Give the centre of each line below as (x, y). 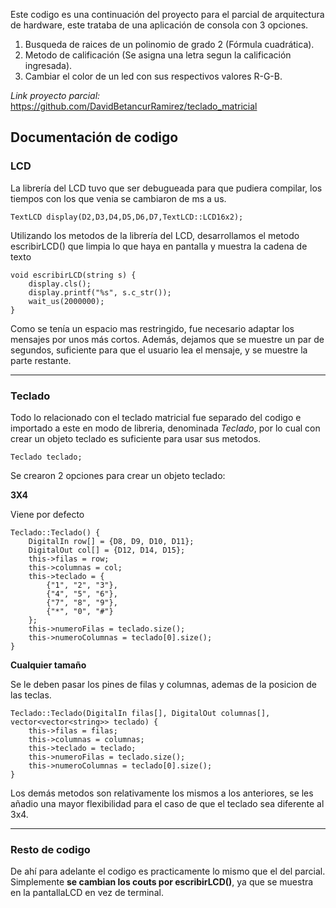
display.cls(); (60, 284)
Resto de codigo (50, 849)
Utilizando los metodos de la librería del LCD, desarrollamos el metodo (155, 235)
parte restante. (41, 360)
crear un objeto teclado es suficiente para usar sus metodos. (136, 438)
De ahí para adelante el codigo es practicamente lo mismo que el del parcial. (168, 871)
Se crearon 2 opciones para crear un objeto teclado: (118, 475)
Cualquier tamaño (48, 665)
